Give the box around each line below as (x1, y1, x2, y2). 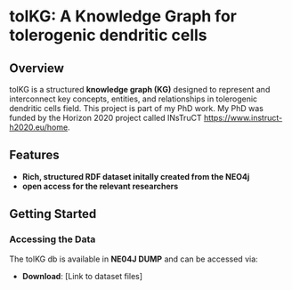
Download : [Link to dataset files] (21, 270, 143, 281)
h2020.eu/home (9, 122, 69, 133)
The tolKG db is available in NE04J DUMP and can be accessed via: (9, 254, 258, 264)
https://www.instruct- (203, 113, 283, 123)
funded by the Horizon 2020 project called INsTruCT (9, 113, 202, 123)
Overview (9, 60, 65, 76)
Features (9, 148, 60, 163)
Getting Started (9, 206, 97, 222)
